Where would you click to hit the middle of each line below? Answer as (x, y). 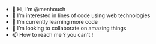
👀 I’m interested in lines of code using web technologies (81, 15)
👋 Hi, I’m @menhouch (39, 9)
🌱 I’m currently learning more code (55, 22)
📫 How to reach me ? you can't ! (52, 35)
